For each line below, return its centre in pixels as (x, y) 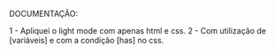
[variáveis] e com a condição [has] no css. (87, 40)
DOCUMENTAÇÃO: (43, 14)
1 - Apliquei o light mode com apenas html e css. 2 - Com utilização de (138, 31)
